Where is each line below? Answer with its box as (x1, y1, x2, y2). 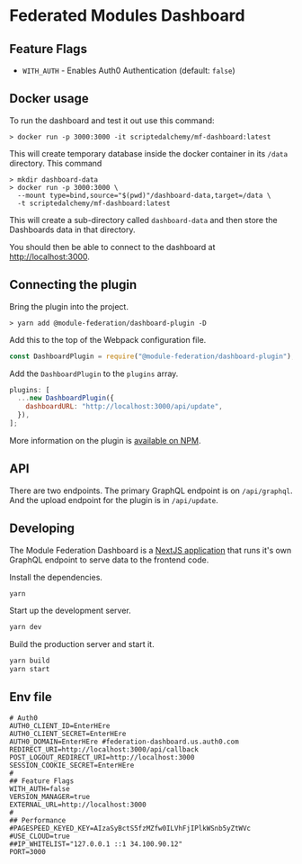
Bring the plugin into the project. (9, 301, 129, 311)
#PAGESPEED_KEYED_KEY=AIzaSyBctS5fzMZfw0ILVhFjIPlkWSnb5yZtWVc (9, 823, 252, 832)
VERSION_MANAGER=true (9, 792, 91, 801)
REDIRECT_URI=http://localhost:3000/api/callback (9, 744, 200, 754)
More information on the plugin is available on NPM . (9, 435, 201, 445)
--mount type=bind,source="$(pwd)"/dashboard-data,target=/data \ (17, 191, 271, 200)
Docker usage (9, 91, 89, 106)
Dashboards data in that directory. (9, 224, 137, 235)
